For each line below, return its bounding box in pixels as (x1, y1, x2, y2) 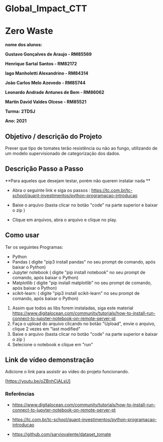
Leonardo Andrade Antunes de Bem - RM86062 (5, 89, 105, 95)
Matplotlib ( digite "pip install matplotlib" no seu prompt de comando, (12, 280, 152, 286)
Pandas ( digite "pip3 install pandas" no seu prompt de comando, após (12, 259, 156, 265)
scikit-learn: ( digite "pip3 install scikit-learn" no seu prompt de (12, 290, 140, 296)
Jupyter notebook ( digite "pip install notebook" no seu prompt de (12, 269, 146, 275)
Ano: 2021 (5, 118, 27, 124)
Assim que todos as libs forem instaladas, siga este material (12, 305, 134, 311)
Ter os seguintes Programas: (5, 244, 63, 250)
